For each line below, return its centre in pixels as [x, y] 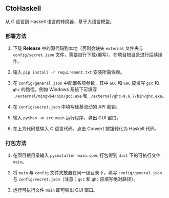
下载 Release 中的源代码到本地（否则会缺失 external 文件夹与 [78, 48]
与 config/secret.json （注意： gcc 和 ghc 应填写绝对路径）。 [75, 179]
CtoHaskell [23, 8]
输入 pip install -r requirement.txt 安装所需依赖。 [69, 72]
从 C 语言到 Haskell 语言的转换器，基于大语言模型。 [60, 21]
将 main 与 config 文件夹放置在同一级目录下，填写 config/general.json [87, 173]
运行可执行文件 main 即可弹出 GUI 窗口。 [55, 190]
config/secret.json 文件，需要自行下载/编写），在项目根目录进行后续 [85, 55]
